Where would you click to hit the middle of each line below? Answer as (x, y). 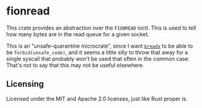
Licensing (25, 84)
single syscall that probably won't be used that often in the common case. (98, 59)
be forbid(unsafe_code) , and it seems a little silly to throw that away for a (97, 52)
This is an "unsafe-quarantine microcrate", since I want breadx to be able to (99, 46)
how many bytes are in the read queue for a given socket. (78, 34)
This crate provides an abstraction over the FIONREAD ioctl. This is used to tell (101, 28)
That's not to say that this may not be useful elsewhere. (75, 65)
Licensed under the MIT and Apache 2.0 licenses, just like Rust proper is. (97, 98)
